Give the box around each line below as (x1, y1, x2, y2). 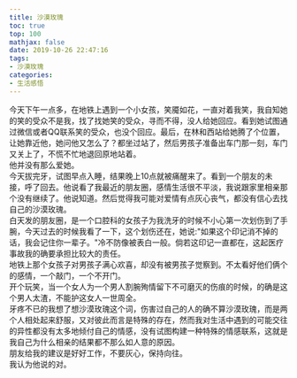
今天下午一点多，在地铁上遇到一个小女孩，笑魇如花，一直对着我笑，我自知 (9, 104, 280, 115)
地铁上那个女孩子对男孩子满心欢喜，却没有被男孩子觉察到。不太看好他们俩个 (9, 258, 288, 270)
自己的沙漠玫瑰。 (9, 204, 72, 214)
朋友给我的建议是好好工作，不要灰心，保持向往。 (9, 347, 187, 359)
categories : (9, 71, 53, 80)
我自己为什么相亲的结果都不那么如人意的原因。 (9, 336, 179, 347)
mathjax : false (9, 37, 65, 47)
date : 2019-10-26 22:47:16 (9, 46, 109, 55)
